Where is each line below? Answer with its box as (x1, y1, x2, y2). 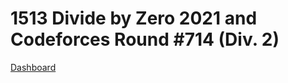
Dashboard (10, 61, 57, 73)
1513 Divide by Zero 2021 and (10, 7, 258, 30)
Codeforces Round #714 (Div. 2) (10, 28, 280, 51)
